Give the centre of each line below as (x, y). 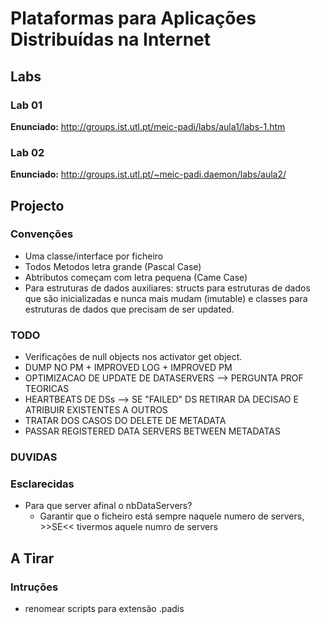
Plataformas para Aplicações (133, 18)
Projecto (37, 205)
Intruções (34, 587)
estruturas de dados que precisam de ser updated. (129, 309)
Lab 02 (27, 152)
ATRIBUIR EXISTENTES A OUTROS (96, 410)
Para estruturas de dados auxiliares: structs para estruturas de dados (167, 288)
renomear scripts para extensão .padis (104, 609)
